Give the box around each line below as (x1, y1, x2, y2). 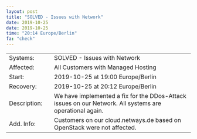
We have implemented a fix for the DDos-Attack (53, 92, 186, 100)
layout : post (6, 8, 38, 15)
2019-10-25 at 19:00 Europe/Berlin (53, 73, 157, 81)
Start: (9, 73, 25, 81)
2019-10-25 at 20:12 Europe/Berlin (53, 83, 157, 90)
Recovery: (9, 83, 37, 90)
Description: (9, 99, 43, 107)
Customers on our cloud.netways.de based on (53, 116, 182, 124)
